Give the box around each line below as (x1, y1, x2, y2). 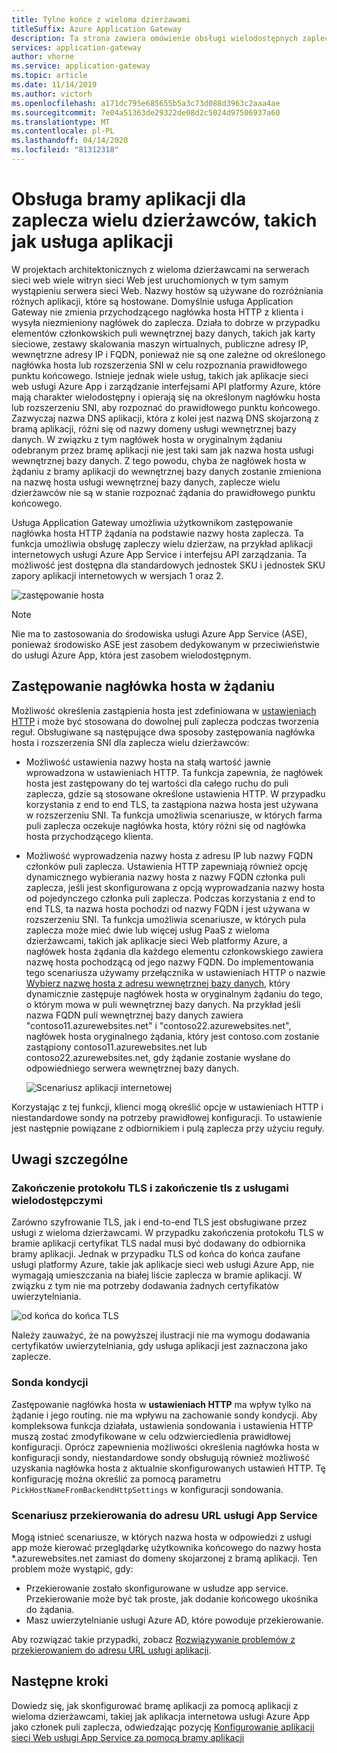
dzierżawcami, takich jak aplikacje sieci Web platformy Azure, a (25, 934, 288, 946)
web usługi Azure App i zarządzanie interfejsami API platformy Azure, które (11, 380, 321, 392)
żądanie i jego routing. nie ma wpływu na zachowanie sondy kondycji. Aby (11, 1409, 318, 1421)
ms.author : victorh (11, 89, 93, 99)
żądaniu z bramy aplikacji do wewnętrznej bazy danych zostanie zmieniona (11, 465, 322, 477)
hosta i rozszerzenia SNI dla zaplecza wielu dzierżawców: (11, 736, 250, 748)
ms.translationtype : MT (11, 117, 111, 127)
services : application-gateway (11, 42, 142, 53)
